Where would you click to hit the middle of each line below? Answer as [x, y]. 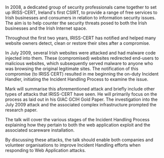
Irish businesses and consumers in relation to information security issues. [81, 18]
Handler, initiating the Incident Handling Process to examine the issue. [77, 79]
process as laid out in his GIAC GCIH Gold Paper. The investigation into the [82, 99]
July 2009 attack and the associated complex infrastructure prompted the [81, 105]
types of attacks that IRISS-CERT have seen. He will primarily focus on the [81, 94]
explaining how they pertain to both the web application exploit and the [78, 125]
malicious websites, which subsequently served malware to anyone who [79, 63]
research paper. [21, 110]
